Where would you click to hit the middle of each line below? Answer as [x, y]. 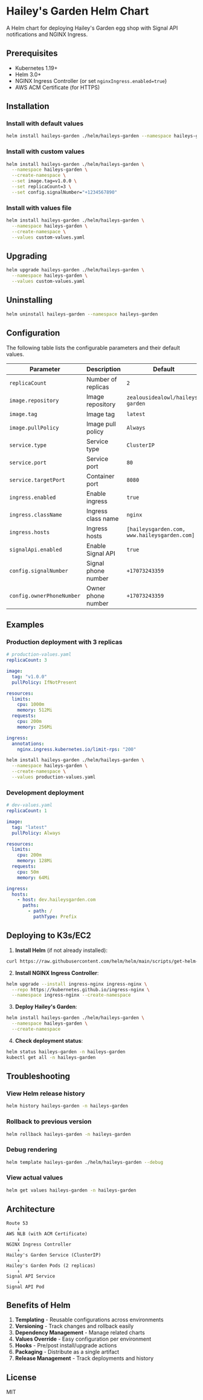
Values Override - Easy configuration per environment [83, 1339]
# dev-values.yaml [29, 805]
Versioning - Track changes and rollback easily [74, 1326]
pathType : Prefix [55, 917]
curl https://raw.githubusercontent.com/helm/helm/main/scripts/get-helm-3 [104, 961]
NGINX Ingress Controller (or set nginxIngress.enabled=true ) [91, 81]
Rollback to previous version [49, 1121]
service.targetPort [37, 480]
